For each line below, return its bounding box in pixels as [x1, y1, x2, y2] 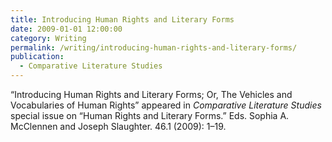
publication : [10, 52, 65, 62]
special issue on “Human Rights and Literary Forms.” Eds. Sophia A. [10, 110, 290, 121]
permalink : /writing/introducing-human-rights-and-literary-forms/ [10, 42, 298, 53]
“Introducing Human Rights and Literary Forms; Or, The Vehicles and [10, 89, 293, 100]
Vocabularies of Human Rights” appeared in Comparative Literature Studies [10, 99, 322, 111]
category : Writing [10, 33, 87, 43]
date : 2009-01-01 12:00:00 [10, 24, 123, 34]
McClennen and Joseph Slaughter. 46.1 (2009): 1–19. [10, 121, 227, 132]
